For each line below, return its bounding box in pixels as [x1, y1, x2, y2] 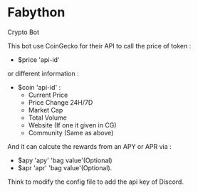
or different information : [7, 69, 80, 78]
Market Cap [28, 105, 63, 114]
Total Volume [28, 113, 68, 122]
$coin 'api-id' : [17, 83, 61, 91]
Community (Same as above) [28, 128, 114, 137]
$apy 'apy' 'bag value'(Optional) [17, 156, 113, 165]
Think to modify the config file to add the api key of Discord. [7, 177, 184, 186]
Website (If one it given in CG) [28, 120, 117, 129]
